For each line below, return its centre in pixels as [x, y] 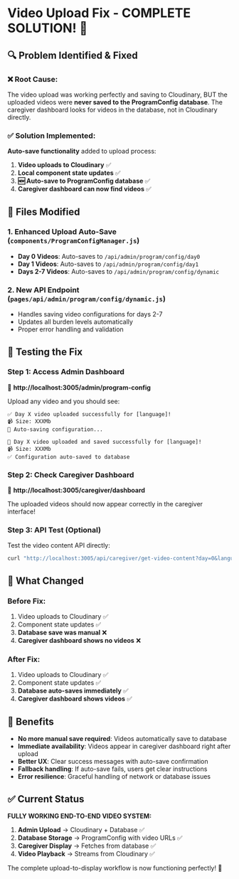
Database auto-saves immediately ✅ [73, 691]
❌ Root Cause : [33, 79]
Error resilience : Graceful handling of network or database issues [114, 777]
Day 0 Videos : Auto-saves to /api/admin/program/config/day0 [109, 256]
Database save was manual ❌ [62, 632]
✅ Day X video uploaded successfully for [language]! [89, 414]
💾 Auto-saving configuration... [55, 429]
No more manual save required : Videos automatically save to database [122, 739]
